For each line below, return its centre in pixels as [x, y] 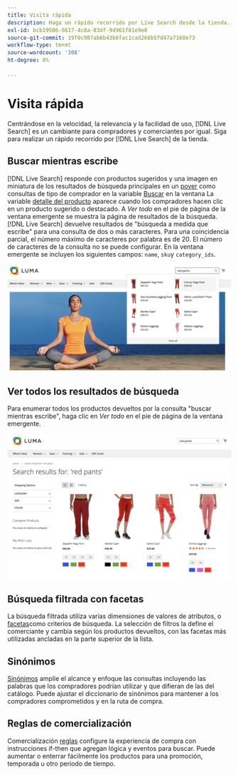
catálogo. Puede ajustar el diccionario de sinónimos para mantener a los [113, 693]
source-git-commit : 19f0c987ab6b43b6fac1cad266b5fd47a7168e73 [101, 38]
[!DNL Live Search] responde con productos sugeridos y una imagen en [113, 178]
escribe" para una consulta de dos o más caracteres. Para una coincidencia [118, 231]
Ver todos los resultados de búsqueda [93, 392]
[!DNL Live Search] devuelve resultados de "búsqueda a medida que [108, 224]
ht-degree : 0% [28, 61]
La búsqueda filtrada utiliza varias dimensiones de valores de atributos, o [114, 616]
